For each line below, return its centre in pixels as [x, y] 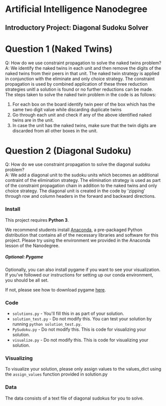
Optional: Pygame [24, 257]
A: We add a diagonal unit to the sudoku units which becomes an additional [82, 175]
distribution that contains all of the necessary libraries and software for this [82, 235]
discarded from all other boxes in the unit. [55, 131]
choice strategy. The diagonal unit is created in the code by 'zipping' [75, 191]
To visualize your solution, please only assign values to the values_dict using [83, 369]
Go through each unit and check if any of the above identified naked [82, 115]
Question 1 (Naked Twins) [59, 49]
